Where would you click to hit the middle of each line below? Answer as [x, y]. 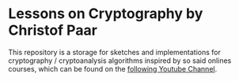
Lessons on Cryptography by [106, 14]
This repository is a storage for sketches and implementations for [115, 52]
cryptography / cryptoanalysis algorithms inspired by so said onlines [120, 61]
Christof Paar [53, 30]
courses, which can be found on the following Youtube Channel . [113, 68]
